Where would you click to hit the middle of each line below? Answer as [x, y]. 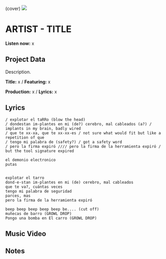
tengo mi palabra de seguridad [39, 191]
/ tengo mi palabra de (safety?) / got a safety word [64, 142]
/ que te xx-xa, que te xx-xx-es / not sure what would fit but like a [83, 133]
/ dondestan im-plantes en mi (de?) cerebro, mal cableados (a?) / [79, 124]
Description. [18, 72]
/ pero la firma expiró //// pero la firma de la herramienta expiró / [83, 146]
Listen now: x [20, 43]
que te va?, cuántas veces [34, 187]
